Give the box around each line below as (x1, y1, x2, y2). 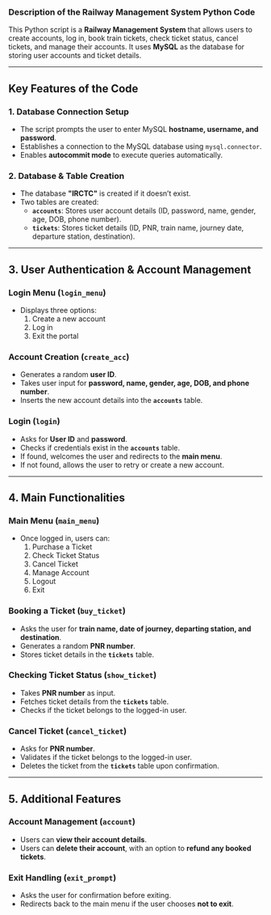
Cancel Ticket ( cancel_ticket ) (8, 725, 127, 736)
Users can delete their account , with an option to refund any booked (19, 843, 252, 853)
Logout (31, 577, 56, 587)
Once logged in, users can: (19, 533, 110, 544)
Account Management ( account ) (8, 816, 135, 828)
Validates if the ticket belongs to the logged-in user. (19, 752, 192, 762)
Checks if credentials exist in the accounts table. (19, 443, 180, 452)
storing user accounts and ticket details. (8, 51, 142, 61)
